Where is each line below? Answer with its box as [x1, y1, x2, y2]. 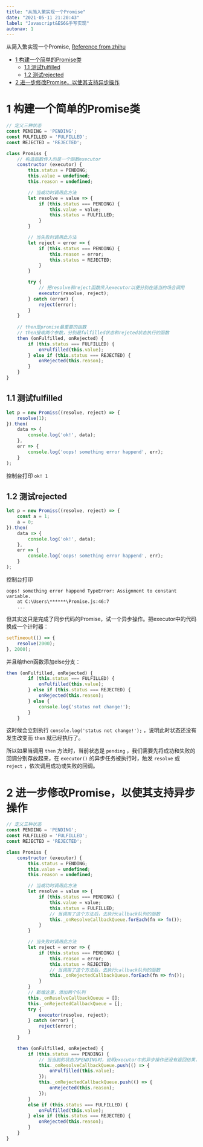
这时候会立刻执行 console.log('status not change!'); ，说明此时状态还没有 [6, 726, 197, 734]
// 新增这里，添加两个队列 [28, 989, 86, 996]
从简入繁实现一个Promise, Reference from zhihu [6, 43, 126, 50]
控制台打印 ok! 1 [6, 472, 48, 479]
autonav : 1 [6, 25, 34, 32]
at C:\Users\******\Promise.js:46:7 [17, 598, 110, 605]
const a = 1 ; [17, 513, 50, 520]
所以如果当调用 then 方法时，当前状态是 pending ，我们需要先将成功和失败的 [6, 747, 196, 754]
